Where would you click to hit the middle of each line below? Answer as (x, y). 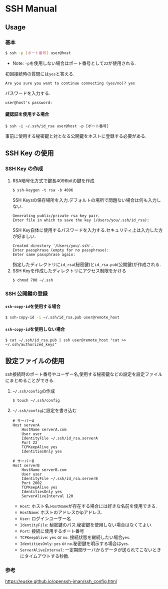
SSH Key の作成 (24, 169)
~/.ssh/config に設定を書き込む (44, 410)
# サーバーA (23, 420)
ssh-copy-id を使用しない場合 (35, 329)
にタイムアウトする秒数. (45, 556)
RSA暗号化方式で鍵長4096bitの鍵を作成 (53, 180)
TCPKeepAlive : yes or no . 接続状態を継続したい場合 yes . (75, 537)
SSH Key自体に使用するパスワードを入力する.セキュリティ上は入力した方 (87, 230)
